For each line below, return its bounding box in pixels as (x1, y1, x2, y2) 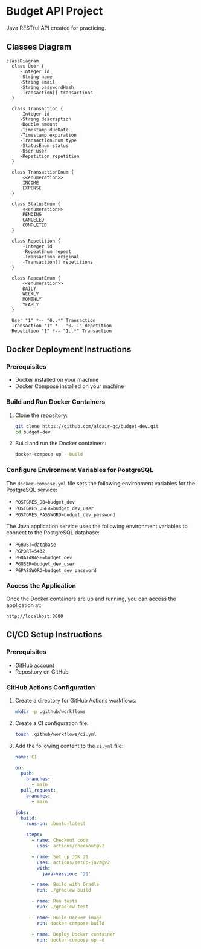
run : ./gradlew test (37, 904, 89, 910)
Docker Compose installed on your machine (14, 383, 124, 390)
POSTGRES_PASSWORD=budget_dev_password (14, 511, 116, 518)
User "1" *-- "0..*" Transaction (11, 317, 96, 323)
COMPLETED (22, 222, 47, 228)
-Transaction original (22, 254, 80, 260)
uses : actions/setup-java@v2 (37, 859, 110, 865)
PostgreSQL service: (6, 486, 57, 493)
